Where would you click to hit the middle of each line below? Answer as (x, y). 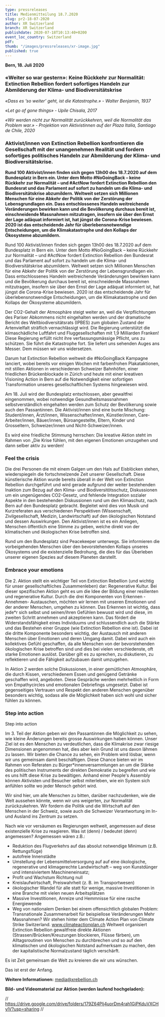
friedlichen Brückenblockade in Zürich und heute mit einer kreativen (74, 374)
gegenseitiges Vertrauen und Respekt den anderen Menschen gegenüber (80, 690)
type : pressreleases (26, 10)
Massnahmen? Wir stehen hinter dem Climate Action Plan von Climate (83, 919)
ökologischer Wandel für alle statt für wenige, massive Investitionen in (83, 888)
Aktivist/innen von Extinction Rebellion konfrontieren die (74, 143)
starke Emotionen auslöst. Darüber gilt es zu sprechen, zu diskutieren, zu (79, 654)
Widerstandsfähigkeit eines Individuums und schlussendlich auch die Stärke (82, 622)
